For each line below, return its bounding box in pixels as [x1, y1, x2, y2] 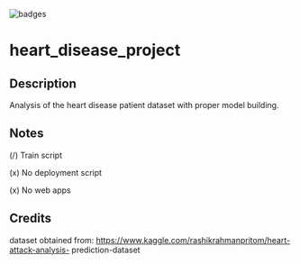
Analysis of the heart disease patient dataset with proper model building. [9, 100, 279, 110]
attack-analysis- [9, 244, 70, 255]
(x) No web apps [9, 185, 71, 196]
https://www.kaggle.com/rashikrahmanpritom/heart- [95, 234, 291, 245]
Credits [9, 211, 52, 226]
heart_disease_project [9, 41, 181, 60]
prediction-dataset [71, 244, 141, 255]
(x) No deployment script [9, 167, 102, 178]
